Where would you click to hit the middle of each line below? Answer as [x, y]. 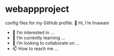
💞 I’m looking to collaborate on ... [46, 43]
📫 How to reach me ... [35, 49]
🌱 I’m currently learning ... [39, 38]
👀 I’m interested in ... [33, 32]
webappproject [37, 9]
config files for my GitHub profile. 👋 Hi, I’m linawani [57, 23]
